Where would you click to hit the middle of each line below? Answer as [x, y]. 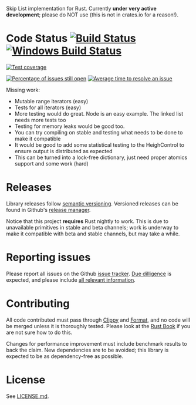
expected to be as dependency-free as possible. [65, 356]
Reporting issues [48, 257]
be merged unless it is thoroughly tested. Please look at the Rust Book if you [98, 326]
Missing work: [23, 90]
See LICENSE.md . [28, 396]
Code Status [37, 38]
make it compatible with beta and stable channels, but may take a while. [93, 234]
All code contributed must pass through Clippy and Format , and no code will [98, 320]
